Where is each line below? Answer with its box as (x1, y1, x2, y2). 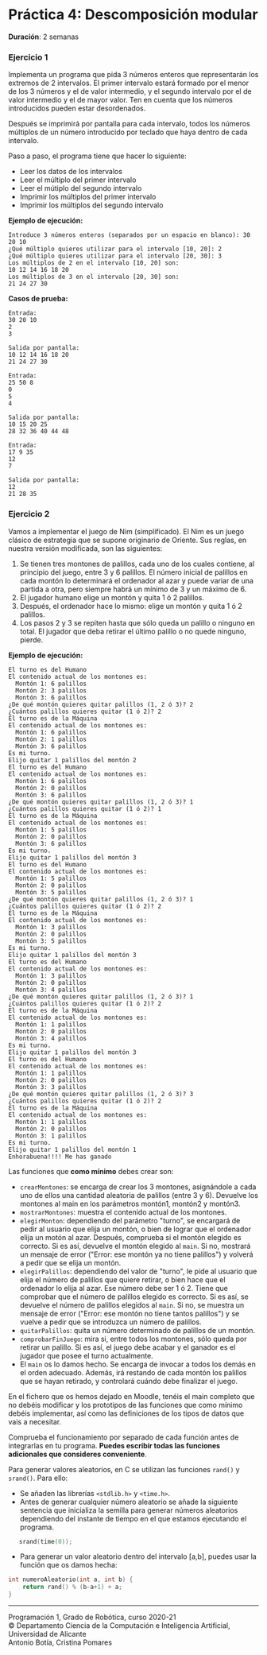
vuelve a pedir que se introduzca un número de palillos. (19, 1317, 202, 1327)
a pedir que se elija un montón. (19, 1258, 122, 1267)
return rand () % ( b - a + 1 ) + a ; (22, 1583, 123, 1591)
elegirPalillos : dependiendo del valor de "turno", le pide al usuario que (19, 1266, 257, 1276)
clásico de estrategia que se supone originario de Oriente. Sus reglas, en (8, 535, 247, 545)
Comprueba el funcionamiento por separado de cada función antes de (8, 1432, 239, 1442)
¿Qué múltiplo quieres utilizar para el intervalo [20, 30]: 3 (8, 252, 222, 260)
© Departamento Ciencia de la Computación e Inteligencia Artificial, (8, 1621, 230, 1630)
